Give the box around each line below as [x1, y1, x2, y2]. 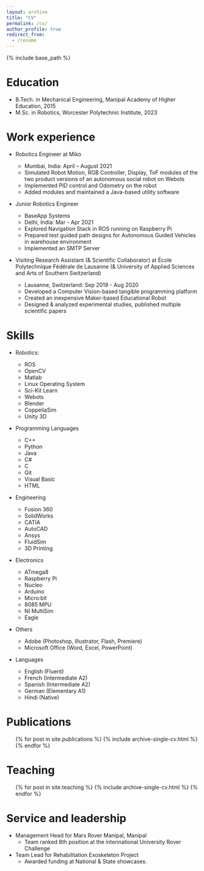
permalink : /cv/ [6, 20, 48, 26]
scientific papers [24, 307, 67, 314]
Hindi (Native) [24, 694, 59, 701]
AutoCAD [24, 525, 48, 532]
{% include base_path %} [6, 54, 71, 61]
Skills [6, 328, 35, 343]
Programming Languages [15, 424, 79, 432]
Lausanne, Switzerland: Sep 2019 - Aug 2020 [24, 281, 139, 288]
